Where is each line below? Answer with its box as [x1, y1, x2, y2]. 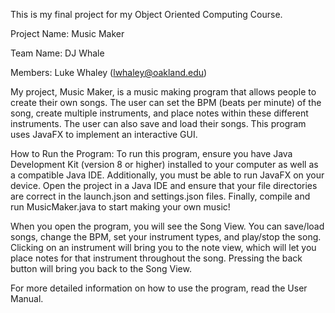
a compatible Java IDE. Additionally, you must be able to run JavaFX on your [10, 169, 325, 181]
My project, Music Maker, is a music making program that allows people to [10, 86, 317, 98]
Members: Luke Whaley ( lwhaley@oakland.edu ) [10, 67, 208, 78]
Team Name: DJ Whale [10, 47, 105, 59]
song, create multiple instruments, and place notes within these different [10, 107, 309, 119]
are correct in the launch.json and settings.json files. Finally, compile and [10, 190, 311, 202]
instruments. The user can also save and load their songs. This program [10, 118, 307, 129]
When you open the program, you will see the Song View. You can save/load [10, 220, 325, 232]
